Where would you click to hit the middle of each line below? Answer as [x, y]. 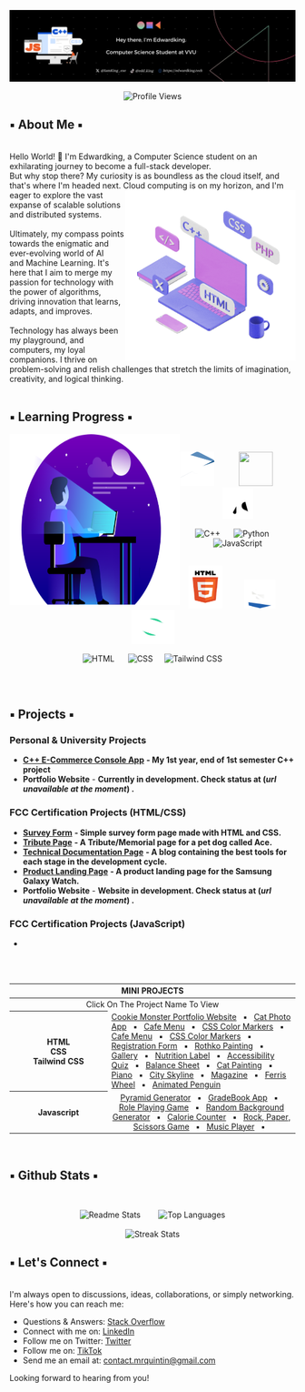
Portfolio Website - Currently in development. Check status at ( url [149, 780]
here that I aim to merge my [61, 272]
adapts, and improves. [51, 311]
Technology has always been [64, 330]
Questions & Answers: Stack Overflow [93, 1321]
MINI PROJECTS [152, 991]
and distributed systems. [56, 214]
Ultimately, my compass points [67, 234]
